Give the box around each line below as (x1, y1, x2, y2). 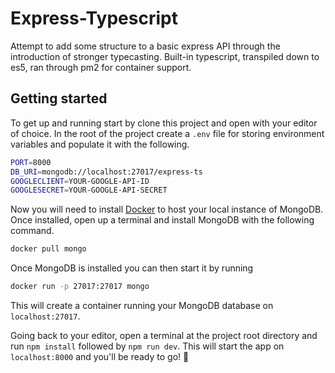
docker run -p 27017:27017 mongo (10, 282, 150, 292)
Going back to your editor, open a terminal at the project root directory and (10, 330, 318, 341)
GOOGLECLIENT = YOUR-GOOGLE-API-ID (10, 176, 150, 186)
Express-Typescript (10, 7, 178, 30)
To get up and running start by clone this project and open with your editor (10, 117, 318, 129)
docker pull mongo (10, 244, 87, 254)
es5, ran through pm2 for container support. (10, 61, 192, 73)
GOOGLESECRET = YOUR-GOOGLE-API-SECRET (10, 185, 168, 196)
